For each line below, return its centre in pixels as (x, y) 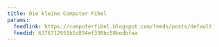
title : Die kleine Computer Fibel (57, 13)
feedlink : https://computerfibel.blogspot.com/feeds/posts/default (113, 26)
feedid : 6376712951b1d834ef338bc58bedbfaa (76, 33)
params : (18, 20)
